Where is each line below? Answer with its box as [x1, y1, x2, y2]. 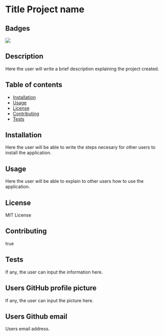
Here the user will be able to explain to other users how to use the [5, 178, 144, 184]
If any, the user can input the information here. [5, 269, 103, 275]
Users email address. [5, 326, 50, 332]
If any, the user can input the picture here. [5, 297, 93, 303]
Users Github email [5, 312, 67, 321]
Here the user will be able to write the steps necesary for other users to [5, 144, 156, 151]
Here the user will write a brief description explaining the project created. [5, 66, 159, 72]
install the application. [5, 150, 52, 156]
